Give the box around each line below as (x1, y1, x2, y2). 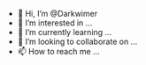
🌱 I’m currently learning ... (17, 27, 112, 37)
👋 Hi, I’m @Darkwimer (17, 9, 98, 18)
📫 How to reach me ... (17, 47, 100, 56)
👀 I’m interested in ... (17, 18, 93, 28)
